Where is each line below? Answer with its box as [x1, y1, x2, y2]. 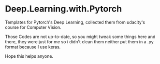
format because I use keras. [5, 44, 61, 50]
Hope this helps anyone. [5, 53, 54, 59]
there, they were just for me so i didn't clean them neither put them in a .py [5, 38, 154, 44]
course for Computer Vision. [5, 24, 61, 30]
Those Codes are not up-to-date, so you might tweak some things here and [5, 34, 156, 39]
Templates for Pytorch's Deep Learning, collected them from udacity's [5, 19, 145, 25]
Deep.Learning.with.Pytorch [5, 3, 122, 14]
